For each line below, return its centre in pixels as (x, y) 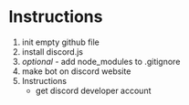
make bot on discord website (76, 71)
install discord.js (52, 51)
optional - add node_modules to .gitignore (101, 61)
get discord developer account (93, 90)
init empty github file (60, 42)
